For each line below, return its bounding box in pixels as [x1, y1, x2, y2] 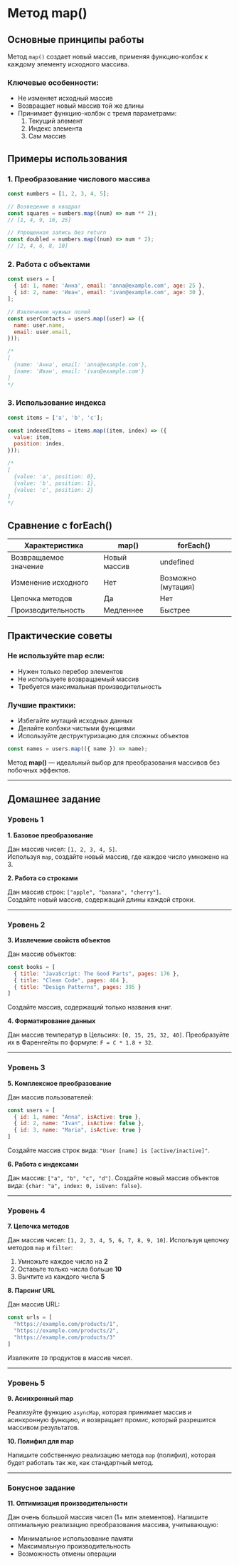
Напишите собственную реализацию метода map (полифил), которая [7, 1451, 216, 1459]
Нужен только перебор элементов [17, 667, 123, 675]
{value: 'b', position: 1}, [14, 480, 97, 487]
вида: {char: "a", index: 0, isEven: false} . [7, 1182, 142, 1190]
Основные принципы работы [7, 34, 144, 46]
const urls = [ [7, 1314, 53, 1322]
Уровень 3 [7, 1062, 46, 1072]
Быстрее [159, 605, 191, 615]
